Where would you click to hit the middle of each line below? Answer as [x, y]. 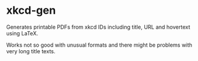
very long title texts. [31, 51]
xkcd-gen [31, 10]
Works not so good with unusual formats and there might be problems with [99, 45]
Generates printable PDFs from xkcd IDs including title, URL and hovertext [98, 27]
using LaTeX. [22, 33]
